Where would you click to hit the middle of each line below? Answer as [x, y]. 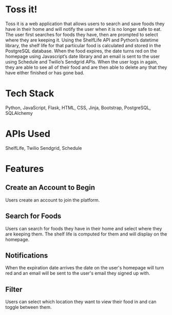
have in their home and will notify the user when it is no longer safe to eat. [83, 29]
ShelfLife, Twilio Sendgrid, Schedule [44, 148]
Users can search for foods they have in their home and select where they [84, 228]
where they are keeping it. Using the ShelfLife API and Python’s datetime [82, 40]
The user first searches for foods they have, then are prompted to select [82, 34]
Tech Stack [30, 94]
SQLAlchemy [19, 113]
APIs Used [28, 134]
